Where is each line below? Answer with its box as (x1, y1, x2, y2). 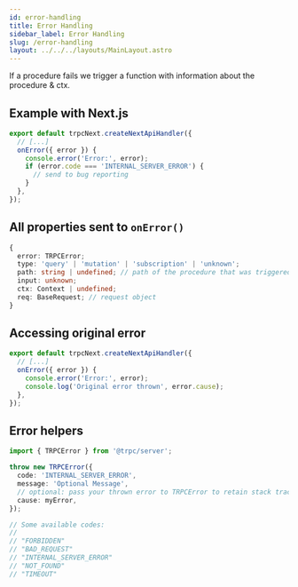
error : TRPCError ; (17, 251, 86, 260)
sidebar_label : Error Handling (9, 29, 125, 38)
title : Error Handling (9, 21, 93, 30)
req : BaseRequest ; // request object (17, 292, 157, 302)
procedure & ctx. (9, 80, 71, 91)
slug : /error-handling (9, 37, 93, 47)
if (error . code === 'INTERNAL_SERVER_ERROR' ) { (25, 162, 204, 171)
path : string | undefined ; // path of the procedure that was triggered (17, 268, 292, 277)
